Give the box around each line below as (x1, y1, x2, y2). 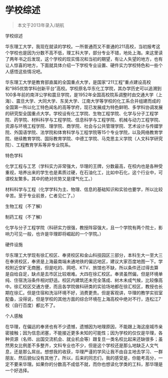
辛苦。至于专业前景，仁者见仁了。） (5, 193, 77, 199)
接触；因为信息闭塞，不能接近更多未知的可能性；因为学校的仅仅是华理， (9, 329, 158, 336)
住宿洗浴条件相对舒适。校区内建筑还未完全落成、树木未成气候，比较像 (13, 277, 158, 283)
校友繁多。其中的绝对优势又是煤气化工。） (9, 175, 95, 181)
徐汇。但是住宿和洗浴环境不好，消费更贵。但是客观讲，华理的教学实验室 (13, 289, 163, 296)
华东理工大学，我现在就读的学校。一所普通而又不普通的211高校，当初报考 (5, 43, 156, 49)
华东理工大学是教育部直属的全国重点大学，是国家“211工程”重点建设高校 (5, 79, 151, 85)
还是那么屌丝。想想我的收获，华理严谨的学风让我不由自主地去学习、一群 (13, 348, 163, 354)
